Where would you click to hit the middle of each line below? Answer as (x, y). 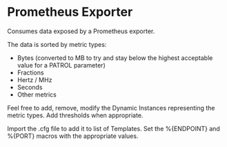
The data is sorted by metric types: (57, 44)
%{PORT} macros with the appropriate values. (73, 136)
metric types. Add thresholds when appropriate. (75, 115)
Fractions (30, 72)
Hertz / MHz (34, 79)
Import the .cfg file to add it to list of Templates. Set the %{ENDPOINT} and (114, 128)
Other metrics (37, 95)
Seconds (30, 87)
